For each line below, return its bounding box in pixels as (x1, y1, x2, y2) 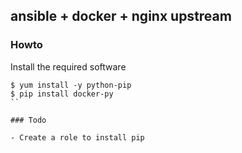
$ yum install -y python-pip (10, 80, 132, 90)
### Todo (10, 115, 47, 125)
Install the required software (10, 60, 127, 73)
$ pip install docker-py (10, 89, 114, 99)
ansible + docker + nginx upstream (10, 8, 232, 25)
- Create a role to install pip (10, 132, 145, 143)
